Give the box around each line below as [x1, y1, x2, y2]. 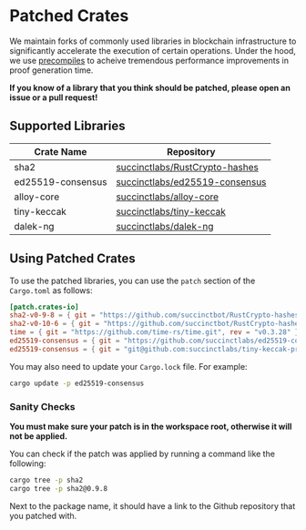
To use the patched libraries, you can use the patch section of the [9, 275, 256, 286]
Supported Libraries [9, 118, 126, 134]
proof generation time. [9, 65, 94, 76]
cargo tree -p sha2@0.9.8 [9, 484, 107, 493]
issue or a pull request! [9, 92, 98, 103]
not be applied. [9, 430, 68, 442]
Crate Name [34, 145, 87, 158]
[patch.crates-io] [9, 302, 79, 311]
